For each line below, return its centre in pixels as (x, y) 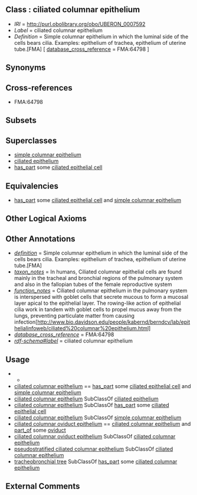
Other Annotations (40, 239)
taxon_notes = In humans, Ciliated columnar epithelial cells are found (98, 272)
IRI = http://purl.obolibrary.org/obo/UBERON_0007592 (80, 24)
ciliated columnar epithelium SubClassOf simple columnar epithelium (98, 418)
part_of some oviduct (40, 430)
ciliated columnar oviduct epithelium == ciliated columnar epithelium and (102, 424)
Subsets (21, 121)
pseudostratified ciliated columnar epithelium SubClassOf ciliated (93, 449)
